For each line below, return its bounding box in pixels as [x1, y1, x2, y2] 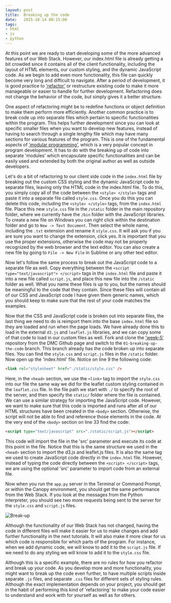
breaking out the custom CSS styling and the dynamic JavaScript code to [5, 179, 160, 185]
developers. [5, 163, 31, 169]
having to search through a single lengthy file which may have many [5, 131, 149, 137]
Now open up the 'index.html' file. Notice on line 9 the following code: [5, 356, 152, 362]
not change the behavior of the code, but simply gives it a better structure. [5, 93, 162, 100]
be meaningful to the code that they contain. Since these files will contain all [5, 286, 166, 292]
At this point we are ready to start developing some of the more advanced [5, 50, 161, 56]
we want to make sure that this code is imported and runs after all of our [5, 402, 157, 408]
